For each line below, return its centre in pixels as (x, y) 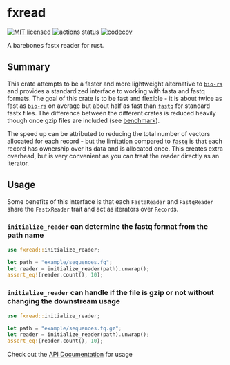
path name (26, 235)
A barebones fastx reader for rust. (56, 45)
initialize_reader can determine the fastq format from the (108, 227)
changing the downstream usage (64, 301)
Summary (29, 67)
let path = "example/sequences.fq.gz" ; (65, 328)
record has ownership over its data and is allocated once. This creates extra (115, 148)
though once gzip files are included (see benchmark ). (84, 120)
